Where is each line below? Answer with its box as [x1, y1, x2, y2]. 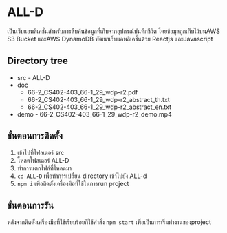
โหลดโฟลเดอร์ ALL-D [17, 156, 69, 164]
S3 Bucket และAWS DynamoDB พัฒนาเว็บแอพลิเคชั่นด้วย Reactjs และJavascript [7, 34, 213, 43]
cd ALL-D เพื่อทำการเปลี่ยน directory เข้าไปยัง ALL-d [17, 172, 147, 180]
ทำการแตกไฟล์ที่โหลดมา [17, 163, 72, 172]
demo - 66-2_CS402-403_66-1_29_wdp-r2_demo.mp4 [17, 110, 172, 118]
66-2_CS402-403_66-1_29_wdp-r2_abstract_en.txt [27, 103, 172, 111]
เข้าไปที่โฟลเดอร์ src [17, 148, 65, 156]
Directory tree [7, 55, 69, 67]
